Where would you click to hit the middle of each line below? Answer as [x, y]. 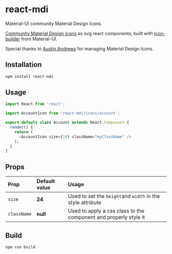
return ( [24, 132]
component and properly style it [106, 217]
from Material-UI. [39, 39]
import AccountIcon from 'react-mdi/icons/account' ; [63, 113]
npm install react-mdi [29, 77]
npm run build [20, 247]
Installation [24, 65]
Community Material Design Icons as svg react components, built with [79, 33]
